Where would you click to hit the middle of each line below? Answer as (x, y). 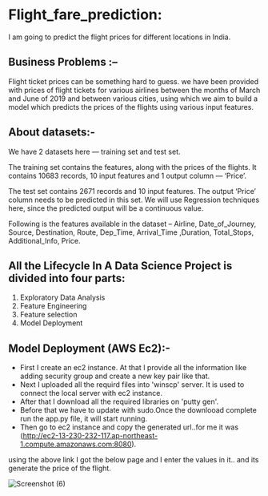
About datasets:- (52, 133)
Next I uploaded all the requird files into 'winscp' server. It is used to (132, 385)
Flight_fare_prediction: (85, 15)
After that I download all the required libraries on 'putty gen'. (119, 401)
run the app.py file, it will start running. (84, 419)
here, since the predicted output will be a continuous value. (106, 208)
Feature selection (48, 315)
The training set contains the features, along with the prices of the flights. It (133, 167)
